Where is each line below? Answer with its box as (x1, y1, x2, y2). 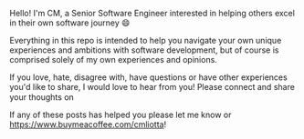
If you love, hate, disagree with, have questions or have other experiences (9, 72, 288, 83)
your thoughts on (9, 92, 75, 103)
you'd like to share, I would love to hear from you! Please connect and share (9, 82, 295, 92)
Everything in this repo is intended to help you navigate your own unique (9, 35, 282, 45)
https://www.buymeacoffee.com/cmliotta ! (9, 119, 167, 130)
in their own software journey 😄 (9, 17, 131, 28)
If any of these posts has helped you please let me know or (9, 109, 232, 120)
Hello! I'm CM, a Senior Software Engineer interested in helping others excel (9, 8, 295, 18)
